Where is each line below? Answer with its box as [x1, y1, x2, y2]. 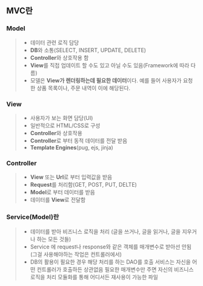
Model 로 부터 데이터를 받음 [30, 188, 95, 196]
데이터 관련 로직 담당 [30, 39, 79, 46]
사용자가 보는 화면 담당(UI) [30, 114, 93, 121]
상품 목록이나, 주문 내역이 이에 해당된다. [36, 84, 131, 91]
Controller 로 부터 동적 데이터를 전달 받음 [30, 137, 128, 144]
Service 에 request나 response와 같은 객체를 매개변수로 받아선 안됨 [30, 243, 192, 250]
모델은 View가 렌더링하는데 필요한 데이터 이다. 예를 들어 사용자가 [30, 76, 182, 84]
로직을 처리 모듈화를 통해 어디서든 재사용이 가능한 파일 [30, 273, 159, 281]
